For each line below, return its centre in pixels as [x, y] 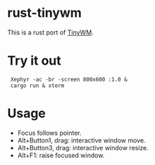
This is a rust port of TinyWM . [50, 32]
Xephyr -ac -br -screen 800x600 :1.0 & [69, 79]
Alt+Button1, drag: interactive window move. [81, 140]
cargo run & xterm [37, 86]
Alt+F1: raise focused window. [61, 155]
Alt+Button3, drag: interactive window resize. [83, 147]
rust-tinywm [45, 13]
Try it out [34, 61]
